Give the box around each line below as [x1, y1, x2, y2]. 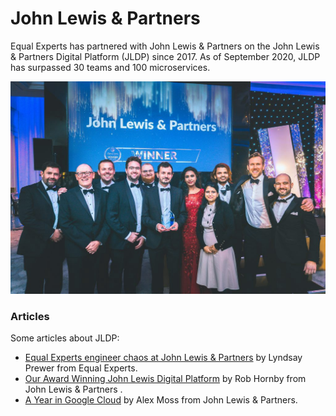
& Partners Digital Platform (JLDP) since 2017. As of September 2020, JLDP [10, 50, 321, 62]
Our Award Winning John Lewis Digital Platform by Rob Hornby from [24, 373, 307, 385]
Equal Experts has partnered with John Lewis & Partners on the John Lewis [10, 40, 320, 52]
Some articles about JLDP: [10, 332, 120, 344]
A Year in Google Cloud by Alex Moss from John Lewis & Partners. [24, 394, 298, 406]
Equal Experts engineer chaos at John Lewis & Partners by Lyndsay [24, 352, 303, 364]
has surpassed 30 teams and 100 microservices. [10, 61, 211, 73]
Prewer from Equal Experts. [24, 362, 138, 374]
